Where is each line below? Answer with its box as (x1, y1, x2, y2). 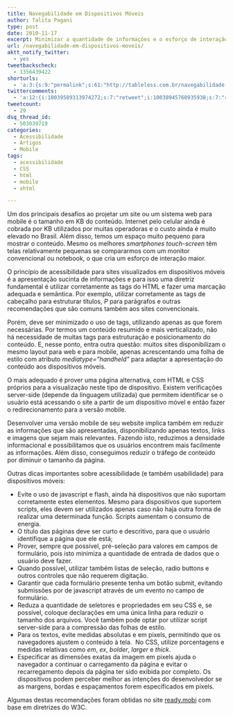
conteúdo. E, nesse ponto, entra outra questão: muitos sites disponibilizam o (7, 340, 226, 348)
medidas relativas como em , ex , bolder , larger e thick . (17, 645, 171, 654)
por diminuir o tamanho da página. (7, 456, 105, 465)
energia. (17, 519, 42, 529)
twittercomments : (7, 88, 58, 95)
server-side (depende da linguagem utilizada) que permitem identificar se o (7, 391, 223, 399)
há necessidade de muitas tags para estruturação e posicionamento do (7, 333, 211, 341)
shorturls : (7, 74, 39, 82)
